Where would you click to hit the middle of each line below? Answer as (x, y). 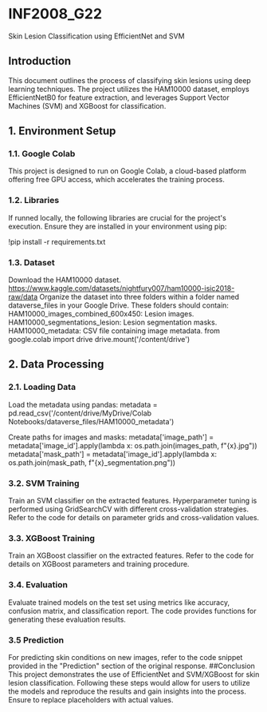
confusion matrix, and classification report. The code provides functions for (132, 611)
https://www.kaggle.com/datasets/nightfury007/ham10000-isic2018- (122, 288)
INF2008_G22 (55, 14)
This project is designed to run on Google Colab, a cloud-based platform (128, 171)
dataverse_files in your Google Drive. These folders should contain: (119, 305)
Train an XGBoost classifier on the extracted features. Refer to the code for (131, 555)
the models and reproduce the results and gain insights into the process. (128, 691)
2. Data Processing (56, 364)
